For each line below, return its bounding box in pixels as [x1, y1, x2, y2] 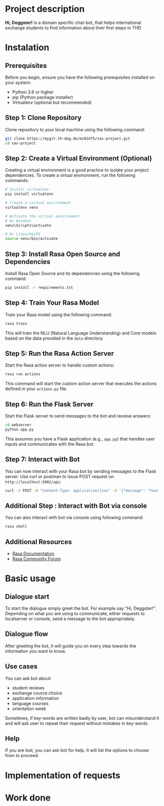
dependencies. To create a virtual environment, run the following [5, 172, 136, 178]
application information [12, 695, 59, 701]
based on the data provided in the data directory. [5, 335, 104, 341]
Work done [5, 792, 51, 803]
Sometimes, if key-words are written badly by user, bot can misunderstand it [5, 715, 159, 721]
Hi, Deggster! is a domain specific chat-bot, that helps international [5, 20, 141, 25]
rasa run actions [5, 372, 41, 377]
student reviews [12, 685, 45, 691]
